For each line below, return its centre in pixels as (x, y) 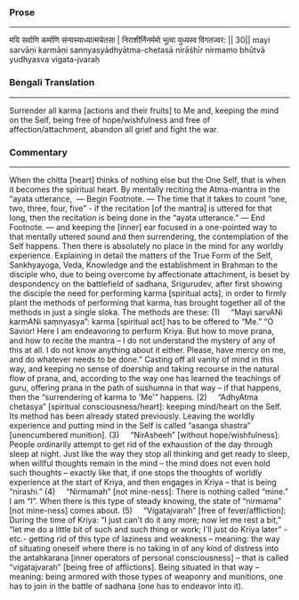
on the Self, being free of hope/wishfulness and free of (110, 120)
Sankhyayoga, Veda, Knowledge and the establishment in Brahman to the (144, 265)
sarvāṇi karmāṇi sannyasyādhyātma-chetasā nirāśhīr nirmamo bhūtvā (137, 50)
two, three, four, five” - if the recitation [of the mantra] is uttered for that (141, 208)
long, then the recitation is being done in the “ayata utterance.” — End (137, 217)
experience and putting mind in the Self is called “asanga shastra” (130, 425)
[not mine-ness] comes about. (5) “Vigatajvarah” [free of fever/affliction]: (148, 510)
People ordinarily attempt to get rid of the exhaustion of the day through (141, 444)
